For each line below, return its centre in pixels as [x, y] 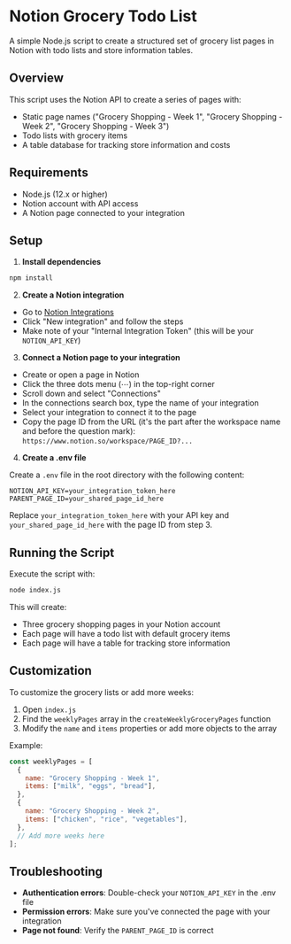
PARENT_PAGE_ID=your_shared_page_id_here [87, 499]
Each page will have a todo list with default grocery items [126, 633]
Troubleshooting [56, 871]
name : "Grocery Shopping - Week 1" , [93, 778]
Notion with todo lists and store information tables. [101, 50]
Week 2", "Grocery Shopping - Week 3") [96, 126]
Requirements [49, 173]
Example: [26, 745]
